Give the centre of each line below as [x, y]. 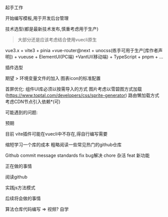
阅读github [16, 177]
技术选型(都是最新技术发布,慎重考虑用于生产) [52, 29]
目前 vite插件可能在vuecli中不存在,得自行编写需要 [56, 134]
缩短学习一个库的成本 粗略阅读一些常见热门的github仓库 [64, 145]
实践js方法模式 [20, 188]
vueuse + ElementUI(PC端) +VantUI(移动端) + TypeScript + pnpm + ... [91, 57]
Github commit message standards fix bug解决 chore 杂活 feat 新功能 [78, 155]
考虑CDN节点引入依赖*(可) [33, 102]
